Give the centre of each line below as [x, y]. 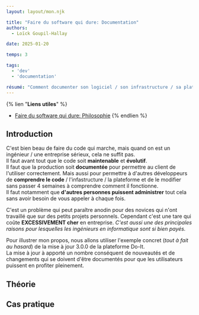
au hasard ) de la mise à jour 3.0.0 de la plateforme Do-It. [76, 247]
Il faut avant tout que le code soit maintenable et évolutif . [77, 161]
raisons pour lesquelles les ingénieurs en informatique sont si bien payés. [96, 229]
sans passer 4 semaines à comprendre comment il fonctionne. [82, 186]
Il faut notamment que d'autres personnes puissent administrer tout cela [96, 192]
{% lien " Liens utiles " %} [37, 104]
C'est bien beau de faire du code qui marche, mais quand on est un [88, 148]
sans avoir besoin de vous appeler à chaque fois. [66, 198]
